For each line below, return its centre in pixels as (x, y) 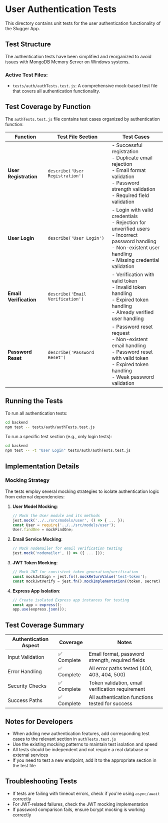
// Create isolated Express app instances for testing (71, 600)
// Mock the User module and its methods (56, 516)
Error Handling (25, 672)
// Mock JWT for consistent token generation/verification (75, 572)
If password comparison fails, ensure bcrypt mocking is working (78, 809)
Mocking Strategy (27, 480)
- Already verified (133, 312)
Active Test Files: (27, 75)
